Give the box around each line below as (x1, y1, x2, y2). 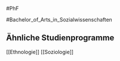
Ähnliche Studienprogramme (6, 33, 115, 43)
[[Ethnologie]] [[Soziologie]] (6, 48, 74, 55)
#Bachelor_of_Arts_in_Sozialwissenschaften (6, 16, 113, 23)
